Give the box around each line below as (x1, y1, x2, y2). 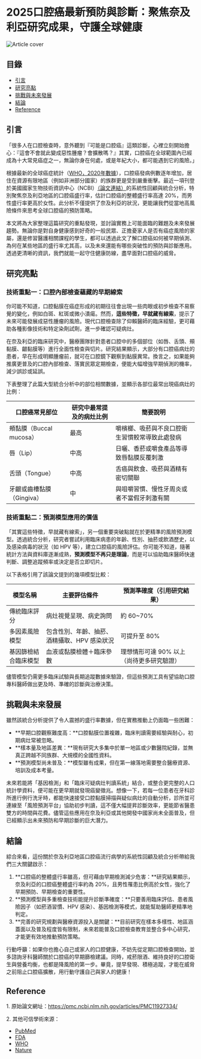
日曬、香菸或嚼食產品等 (115, 444, 182, 453)
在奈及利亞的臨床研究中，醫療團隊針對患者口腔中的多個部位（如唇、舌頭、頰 (6, 338, 195, 345)
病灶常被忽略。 (20, 737, 57, 744)
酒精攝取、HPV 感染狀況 (45, 636, 115, 644)
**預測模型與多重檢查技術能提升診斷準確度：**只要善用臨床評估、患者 (14, 896, 188, 903)
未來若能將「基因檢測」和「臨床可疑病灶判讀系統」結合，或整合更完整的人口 (6, 779, 195, 787)
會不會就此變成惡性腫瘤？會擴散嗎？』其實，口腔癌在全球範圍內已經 (24, 149, 193, 156)
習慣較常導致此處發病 (121, 433, 182, 442)
